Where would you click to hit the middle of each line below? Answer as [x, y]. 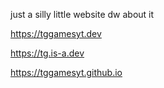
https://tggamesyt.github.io [66, 72]
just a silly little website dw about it [82, 14]
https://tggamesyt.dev [56, 33]
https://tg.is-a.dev [47, 53]
